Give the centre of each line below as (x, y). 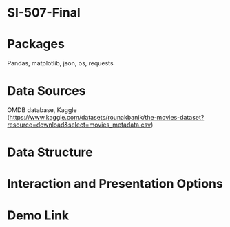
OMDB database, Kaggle (42, 110)
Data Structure (50, 152)
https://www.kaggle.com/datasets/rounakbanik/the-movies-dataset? (107, 118)
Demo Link (38, 215)
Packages (36, 44)
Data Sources (46, 91)
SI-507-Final (44, 13)
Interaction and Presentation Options (115, 184)
